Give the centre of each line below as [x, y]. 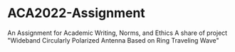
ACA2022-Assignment [77, 13]
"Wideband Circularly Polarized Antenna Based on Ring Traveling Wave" [113, 40]
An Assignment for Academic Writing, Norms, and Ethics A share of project [117, 33]
